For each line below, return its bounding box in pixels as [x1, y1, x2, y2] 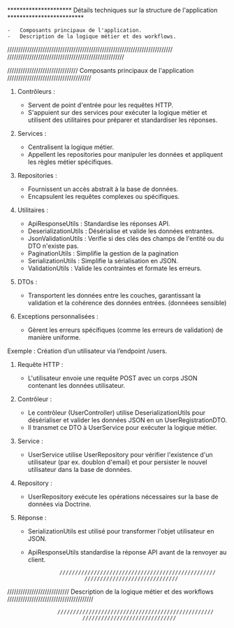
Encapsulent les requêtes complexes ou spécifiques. [27, 193, 180, 200]
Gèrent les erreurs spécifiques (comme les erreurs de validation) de [27, 326, 224, 334]
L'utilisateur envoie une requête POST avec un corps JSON [27, 374, 198, 382]
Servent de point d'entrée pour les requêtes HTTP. [27, 101, 173, 109]
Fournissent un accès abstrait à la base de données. [27, 185, 179, 193]
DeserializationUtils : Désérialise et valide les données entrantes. [27, 227, 214, 235]
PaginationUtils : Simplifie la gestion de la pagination [27, 249, 179, 258]
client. [27, 556, 46, 564]
